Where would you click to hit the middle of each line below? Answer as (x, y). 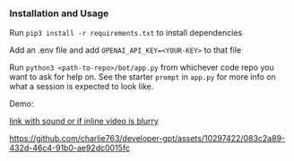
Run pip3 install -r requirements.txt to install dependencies (126, 33)
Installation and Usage (59, 13)
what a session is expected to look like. (82, 87)
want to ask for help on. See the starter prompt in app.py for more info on (143, 77)
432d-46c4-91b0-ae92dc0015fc (69, 148)
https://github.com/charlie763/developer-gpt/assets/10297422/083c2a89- (147, 139)
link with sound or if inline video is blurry (84, 121)
